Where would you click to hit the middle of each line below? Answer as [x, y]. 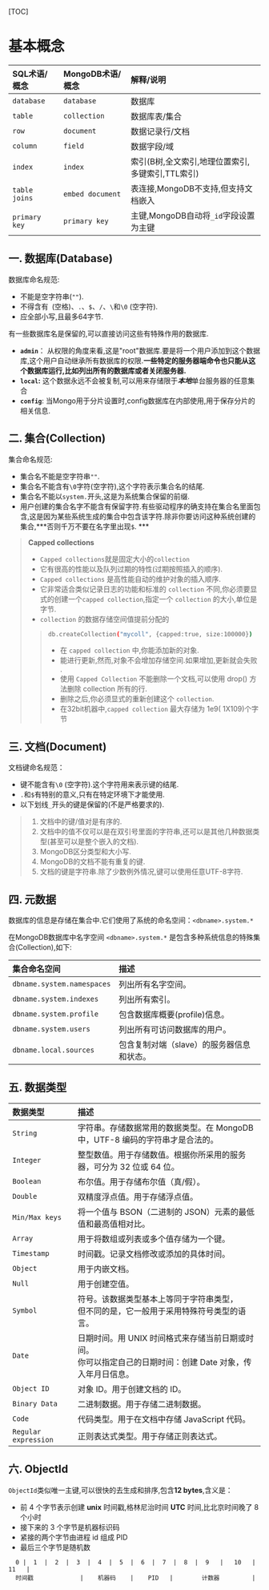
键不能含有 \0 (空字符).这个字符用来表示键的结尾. [99, 785]
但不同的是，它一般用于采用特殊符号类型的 [158, 1311]
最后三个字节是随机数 [55, 1547]
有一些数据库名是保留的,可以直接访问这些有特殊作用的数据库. [109, 333]
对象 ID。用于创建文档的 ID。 [132, 1389]
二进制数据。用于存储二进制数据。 [142, 1404]
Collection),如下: [45, 947]
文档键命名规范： [36, 768]
